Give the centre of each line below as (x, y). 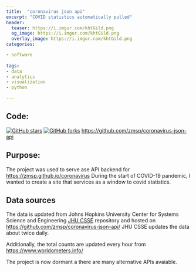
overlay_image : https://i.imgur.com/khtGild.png (72, 39)
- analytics (21, 77)
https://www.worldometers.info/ (45, 250)
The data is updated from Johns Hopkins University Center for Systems (92, 214)
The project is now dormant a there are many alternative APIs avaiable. (92, 262)
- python (17, 88)
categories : (21, 45)
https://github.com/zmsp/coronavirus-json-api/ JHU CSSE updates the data (98, 227)
